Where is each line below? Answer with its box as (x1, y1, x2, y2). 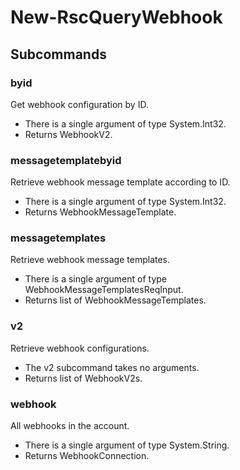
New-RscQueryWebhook (10, 6, 223, 29)
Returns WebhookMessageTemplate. (24, 206, 177, 218)
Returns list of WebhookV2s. (24, 372, 143, 384)
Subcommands (10, 46, 107, 63)
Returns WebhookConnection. (24, 450, 150, 462)
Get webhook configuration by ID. (10, 98, 149, 110)
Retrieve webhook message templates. (10, 254, 171, 266)
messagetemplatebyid (10, 153, 122, 167)
